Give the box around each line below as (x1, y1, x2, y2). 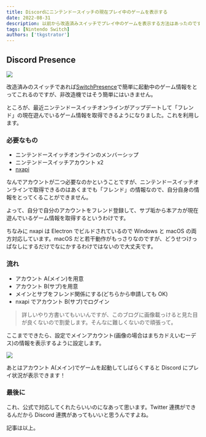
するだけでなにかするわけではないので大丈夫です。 (28, 243, 156, 250)
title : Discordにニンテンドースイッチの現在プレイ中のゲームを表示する (6, 9, 168, 15)
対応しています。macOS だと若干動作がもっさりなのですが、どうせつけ (11, 235, 192, 242)
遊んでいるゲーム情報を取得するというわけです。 (6, 214, 129, 222)
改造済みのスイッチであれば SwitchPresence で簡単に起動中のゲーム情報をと (6, 83, 198, 90)
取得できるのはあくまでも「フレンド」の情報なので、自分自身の (32, 186, 194, 193)
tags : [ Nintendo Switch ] (6, 26, 70, 33)
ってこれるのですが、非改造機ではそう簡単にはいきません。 (6, 90, 156, 98)
